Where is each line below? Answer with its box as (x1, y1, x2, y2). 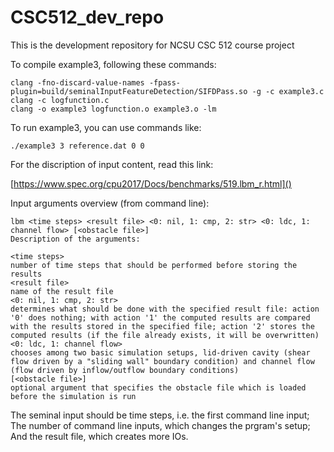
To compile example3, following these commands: (10, 58, 217, 70)
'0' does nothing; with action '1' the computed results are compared (10, 312, 311, 323)
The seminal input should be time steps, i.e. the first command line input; (10, 409, 310, 421)
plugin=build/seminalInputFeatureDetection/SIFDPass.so (10, 86, 248, 96)
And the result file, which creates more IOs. (10, 430, 189, 442)
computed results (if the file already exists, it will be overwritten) (10, 330, 320, 340)
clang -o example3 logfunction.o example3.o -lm (10, 104, 217, 114)
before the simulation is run (10, 391, 137, 401)
